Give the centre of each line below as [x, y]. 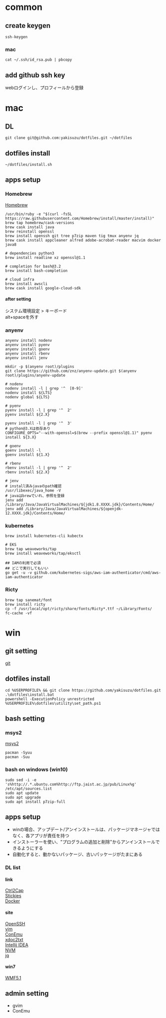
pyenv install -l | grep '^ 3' [39, 423]
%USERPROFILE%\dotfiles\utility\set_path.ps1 [53, 703]
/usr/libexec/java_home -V [33, 491]
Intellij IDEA [17, 945]
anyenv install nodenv [29, 341]
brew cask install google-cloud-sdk [43, 288]
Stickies [13, 896]
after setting [18, 299]
